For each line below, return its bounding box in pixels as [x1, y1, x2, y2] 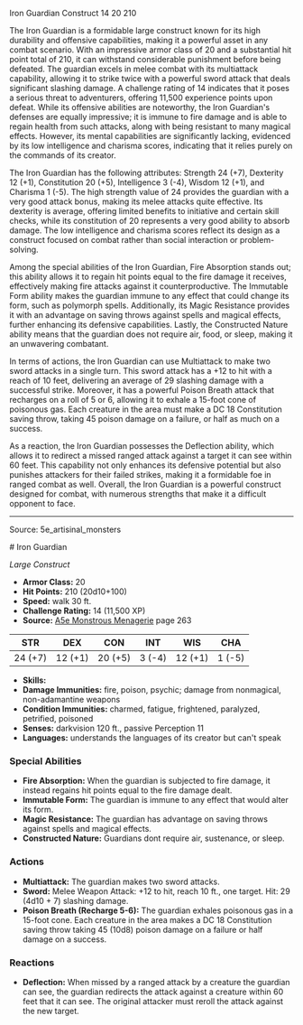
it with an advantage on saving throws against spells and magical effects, [9, 310, 281, 320]
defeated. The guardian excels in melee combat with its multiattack [9, 63, 259, 74]
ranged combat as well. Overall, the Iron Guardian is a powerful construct [9, 479, 281, 489]
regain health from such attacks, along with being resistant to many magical [9, 121, 291, 132]
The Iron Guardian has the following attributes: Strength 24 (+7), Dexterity [9, 167, 284, 178]
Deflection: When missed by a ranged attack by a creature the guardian [22, 976, 290, 987]
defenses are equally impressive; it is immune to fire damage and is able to [9, 112, 287, 122]
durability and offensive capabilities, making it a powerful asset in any [9, 35, 269, 45]
